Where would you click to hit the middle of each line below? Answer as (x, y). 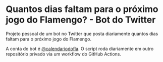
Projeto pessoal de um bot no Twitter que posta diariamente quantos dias (82, 33)
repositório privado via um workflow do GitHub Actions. (64, 54)
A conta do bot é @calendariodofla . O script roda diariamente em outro (80, 48)
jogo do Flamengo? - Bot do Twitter (81, 20)
